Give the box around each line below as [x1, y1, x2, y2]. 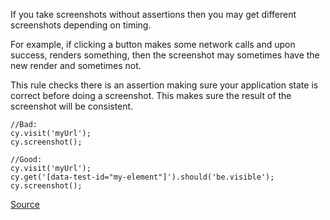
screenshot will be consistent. [10, 100, 134, 112]
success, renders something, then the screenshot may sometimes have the [10, 49, 320, 61]
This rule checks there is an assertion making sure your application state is [10, 79, 319, 91]
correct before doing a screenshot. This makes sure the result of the [10, 90, 292, 101]
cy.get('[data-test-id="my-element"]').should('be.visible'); [10, 172, 275, 182]
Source [10, 199, 40, 210]
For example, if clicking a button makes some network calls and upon [10, 39, 296, 50]
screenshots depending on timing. [10, 19, 152, 31]
